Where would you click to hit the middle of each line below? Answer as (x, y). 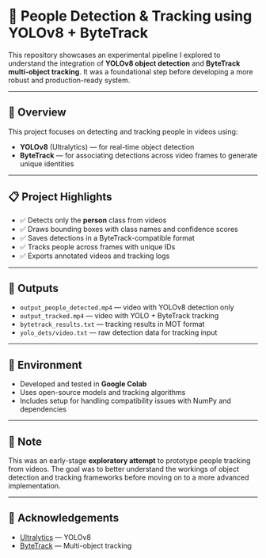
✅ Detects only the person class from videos (93, 220)
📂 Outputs (34, 288)
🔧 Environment (45, 364)
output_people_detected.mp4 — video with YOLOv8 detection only (127, 307)
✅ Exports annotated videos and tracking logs (95, 256)
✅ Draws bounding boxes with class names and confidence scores (129, 229)
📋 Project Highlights (60, 197)
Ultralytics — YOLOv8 (55, 537)
